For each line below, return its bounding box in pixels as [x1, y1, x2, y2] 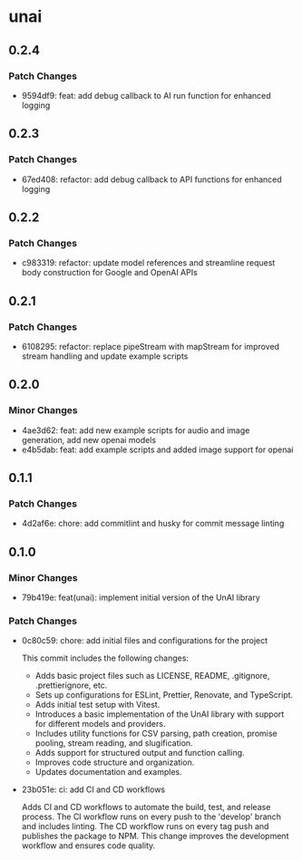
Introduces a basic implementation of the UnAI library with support [34, 709, 285, 720]
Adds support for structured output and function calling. [34, 748, 246, 759]
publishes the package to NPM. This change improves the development [21, 831, 289, 842]
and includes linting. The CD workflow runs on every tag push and [21, 821, 269, 832]
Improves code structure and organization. [34, 757, 195, 768]
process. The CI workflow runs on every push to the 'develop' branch [21, 811, 282, 822]
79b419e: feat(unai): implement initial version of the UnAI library [21, 592, 260, 603]
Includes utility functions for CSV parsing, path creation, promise [34, 728, 278, 739]
